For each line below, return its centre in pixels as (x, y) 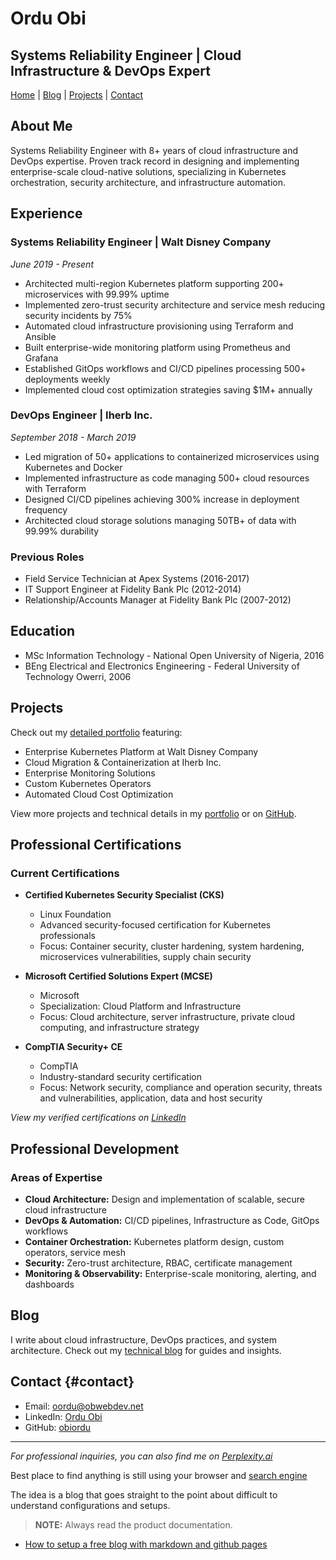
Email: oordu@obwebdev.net (84, 1406)
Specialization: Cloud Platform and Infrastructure (140, 1006)
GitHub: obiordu (58, 1427)
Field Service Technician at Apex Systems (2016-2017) (137, 579)
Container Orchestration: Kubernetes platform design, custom (154, 1242)
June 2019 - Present (52, 264)
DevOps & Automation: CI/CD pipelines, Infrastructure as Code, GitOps (172, 1221)
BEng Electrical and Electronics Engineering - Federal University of (162, 666)
